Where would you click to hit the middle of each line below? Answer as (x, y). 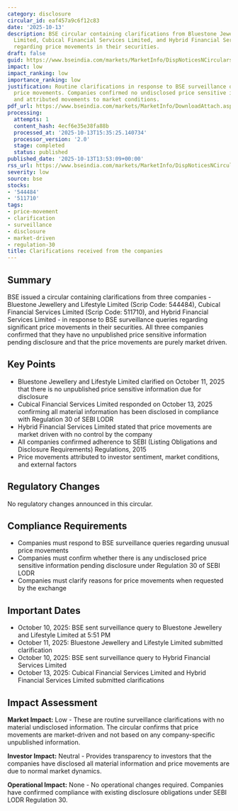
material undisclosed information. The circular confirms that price (103, 727)
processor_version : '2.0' (52, 139)
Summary (29, 280)
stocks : (19, 185)
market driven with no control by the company (85, 434)
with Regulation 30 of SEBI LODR (66, 419)
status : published (41, 152)
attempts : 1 (32, 119)
